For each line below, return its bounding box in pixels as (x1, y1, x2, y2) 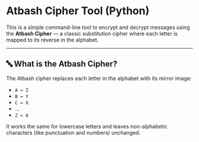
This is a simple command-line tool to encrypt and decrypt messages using (6, 24, 190, 31)
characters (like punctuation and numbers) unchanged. (6, 129, 141, 136)
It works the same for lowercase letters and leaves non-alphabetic (6, 122, 168, 130)
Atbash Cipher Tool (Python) (6, 4, 150, 18)
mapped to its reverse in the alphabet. (6, 36, 99, 43)
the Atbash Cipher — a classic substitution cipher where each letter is (6, 30, 178, 37)
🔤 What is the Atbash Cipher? (6, 59, 118, 69)
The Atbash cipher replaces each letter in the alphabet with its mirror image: (6, 75, 192, 82)
